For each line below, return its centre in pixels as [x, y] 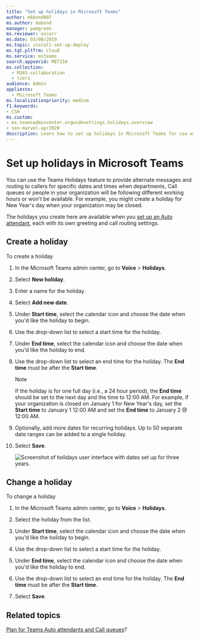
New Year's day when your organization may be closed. [74, 205]
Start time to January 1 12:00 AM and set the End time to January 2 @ [101, 410]
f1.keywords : [22, 106]
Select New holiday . [40, 279]
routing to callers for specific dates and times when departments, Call [92, 186]
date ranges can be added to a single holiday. [71, 434]
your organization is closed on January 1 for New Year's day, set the [98, 403]
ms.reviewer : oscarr [32, 34]
